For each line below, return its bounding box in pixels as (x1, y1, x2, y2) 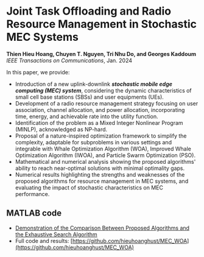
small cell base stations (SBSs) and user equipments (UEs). (15, 93, 164, 100)
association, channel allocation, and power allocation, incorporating (15, 106, 185, 113)
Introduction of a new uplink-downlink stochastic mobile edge (15, 80, 172, 88)
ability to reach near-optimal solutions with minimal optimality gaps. (15, 164, 185, 172)
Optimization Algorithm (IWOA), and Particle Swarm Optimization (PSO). (15, 151, 196, 159)
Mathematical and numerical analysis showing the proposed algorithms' (15, 158, 196, 165)
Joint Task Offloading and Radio (6, 4, 172, 18)
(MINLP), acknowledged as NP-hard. (15, 125, 108, 133)
